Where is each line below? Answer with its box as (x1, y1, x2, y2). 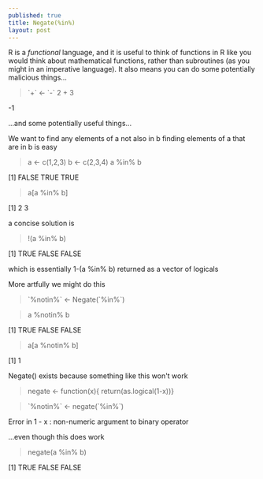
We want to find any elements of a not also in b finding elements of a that (8, 134, 246, 143)
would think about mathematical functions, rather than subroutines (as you (8, 56, 250, 65)
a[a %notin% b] (27, 340, 79, 351)
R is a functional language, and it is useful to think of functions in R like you (8, 48, 252, 58)
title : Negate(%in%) (8, 19, 76, 27)
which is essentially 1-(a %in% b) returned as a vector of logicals (8, 265, 219, 274)
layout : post (8, 26, 51, 34)
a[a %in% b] (27, 188, 69, 198)
